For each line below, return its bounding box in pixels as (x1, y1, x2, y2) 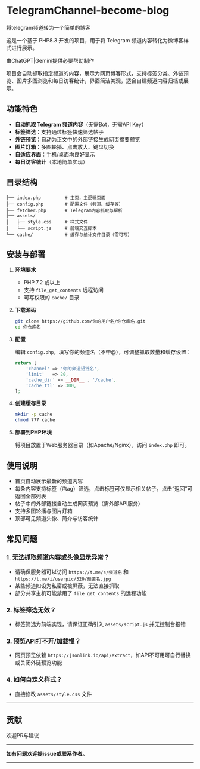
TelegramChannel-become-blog (6, 4, 170, 17)
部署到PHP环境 (14, 428, 52, 436)
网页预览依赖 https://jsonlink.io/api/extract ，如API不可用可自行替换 (14, 652, 192, 659)
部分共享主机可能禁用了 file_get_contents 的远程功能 (14, 589, 147, 596)
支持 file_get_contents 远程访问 (23, 286, 104, 293)
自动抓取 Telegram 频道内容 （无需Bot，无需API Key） (14, 121, 147, 128)
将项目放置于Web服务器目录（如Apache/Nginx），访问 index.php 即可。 (14, 442, 190, 449)
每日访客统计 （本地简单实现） (14, 158, 88, 165)
